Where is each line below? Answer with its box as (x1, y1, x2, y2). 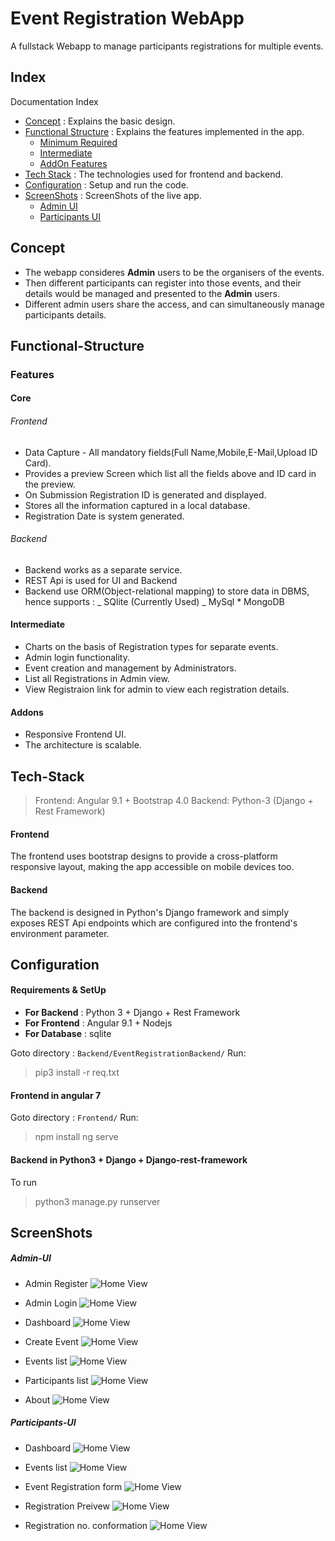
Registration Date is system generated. (24, 510, 185, 522)
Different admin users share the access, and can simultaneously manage (24, 298, 326, 310)
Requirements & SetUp (10, 984, 107, 996)
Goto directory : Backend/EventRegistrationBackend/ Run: (10, 1047, 247, 1059)
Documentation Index (10, 95, 99, 107)
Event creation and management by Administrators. (24, 662, 237, 674)
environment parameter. (10, 927, 110, 939)
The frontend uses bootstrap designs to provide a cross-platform (10, 850, 278, 862)
